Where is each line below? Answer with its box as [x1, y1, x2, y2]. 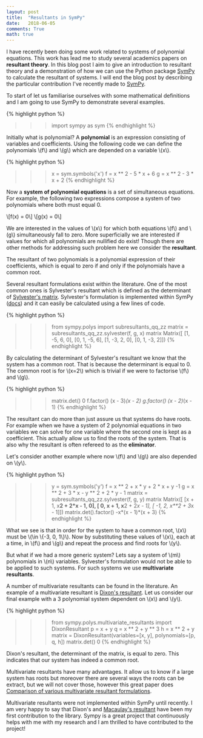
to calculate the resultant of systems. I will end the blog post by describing [6, 74, 193, 81]
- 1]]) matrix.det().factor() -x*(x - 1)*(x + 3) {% [51, 509, 167, 516]
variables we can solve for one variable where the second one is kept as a [6, 428, 191, 435]
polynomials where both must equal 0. [6, 201, 102, 209]
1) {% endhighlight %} [51, 404, 107, 411]
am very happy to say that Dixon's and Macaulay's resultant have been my [6, 706, 193, 713]
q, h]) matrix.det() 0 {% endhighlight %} [51, 638, 151, 646]
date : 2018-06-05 [6, 20, 56, 26]
